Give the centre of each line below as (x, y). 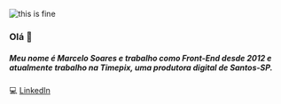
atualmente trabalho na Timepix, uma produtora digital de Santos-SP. (141, 68)
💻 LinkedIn (30, 90)
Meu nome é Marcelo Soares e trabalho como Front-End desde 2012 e (140, 58)
